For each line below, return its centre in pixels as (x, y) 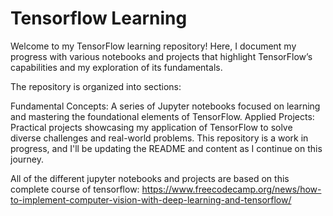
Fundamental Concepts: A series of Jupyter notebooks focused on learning (165, 106)
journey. (27, 159)
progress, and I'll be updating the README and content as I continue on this (166, 148)
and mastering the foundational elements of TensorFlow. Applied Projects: (162, 116)
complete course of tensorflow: (75, 189)
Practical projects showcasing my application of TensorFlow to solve (151, 127)
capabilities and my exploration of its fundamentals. (116, 67)
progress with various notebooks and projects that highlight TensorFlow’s (161, 56)
